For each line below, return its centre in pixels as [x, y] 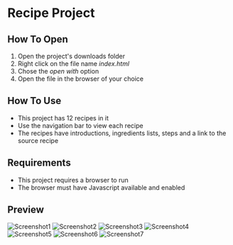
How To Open [38, 39]
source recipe [38, 140]
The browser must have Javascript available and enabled [101, 187]
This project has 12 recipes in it [63, 118]
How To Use [34, 101]
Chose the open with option [58, 71]
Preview [26, 210]
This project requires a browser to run [73, 180]
